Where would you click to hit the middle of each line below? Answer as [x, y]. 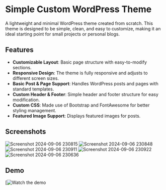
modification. [26, 100]
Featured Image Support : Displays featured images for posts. [76, 116]
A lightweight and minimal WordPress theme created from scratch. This [79, 23]
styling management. [34, 110]
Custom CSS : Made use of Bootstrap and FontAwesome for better [81, 105]
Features [19, 50]
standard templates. [33, 89]
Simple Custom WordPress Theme [78, 9]
